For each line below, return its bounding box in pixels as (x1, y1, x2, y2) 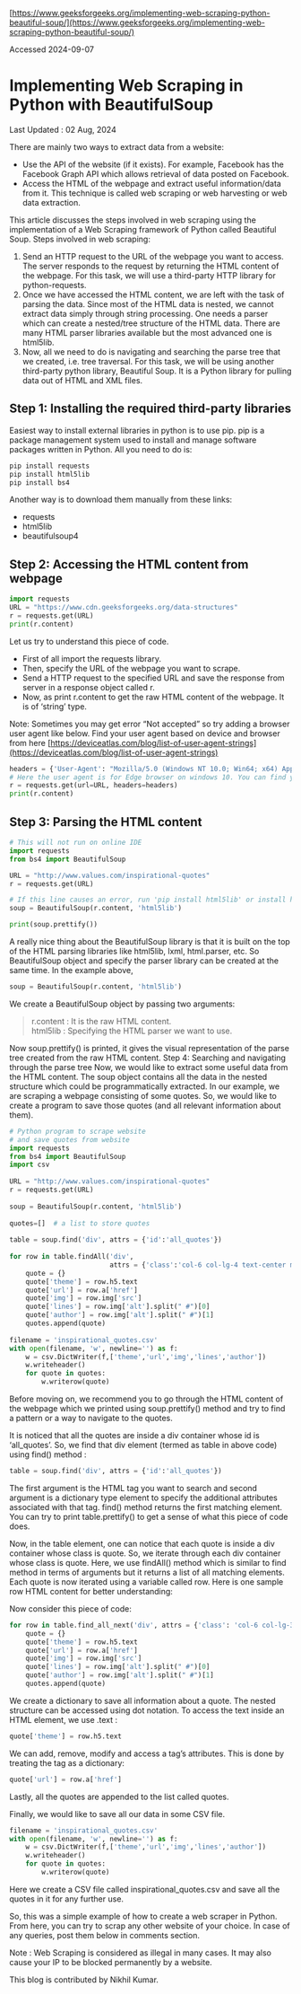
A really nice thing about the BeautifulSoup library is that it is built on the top (9, 936, 291, 946)
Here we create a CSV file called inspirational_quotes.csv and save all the (9, 1884, 280, 1894)
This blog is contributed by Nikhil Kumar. (9, 1974, 159, 1985)
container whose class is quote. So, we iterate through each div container (9, 1548, 281, 1559)
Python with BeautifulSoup (9, 94, 213, 115)
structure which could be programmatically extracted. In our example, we (9, 1081, 280, 1092)
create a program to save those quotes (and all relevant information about (9, 1100, 281, 1111)
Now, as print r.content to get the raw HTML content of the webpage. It (21, 691, 285, 702)
